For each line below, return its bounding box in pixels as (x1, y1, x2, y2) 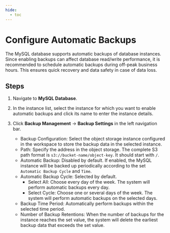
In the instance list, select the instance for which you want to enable (12, 105, 156, 111)
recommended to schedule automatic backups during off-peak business (5, 62, 158, 68)
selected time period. (20, 206, 65, 212)
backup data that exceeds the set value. (20, 222, 105, 228)
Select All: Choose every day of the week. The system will (28, 179, 150, 185)
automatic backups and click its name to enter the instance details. (12, 110, 154, 117)
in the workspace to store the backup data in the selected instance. (20, 141, 162, 148)
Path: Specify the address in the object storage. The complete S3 (20, 147, 158, 153)
